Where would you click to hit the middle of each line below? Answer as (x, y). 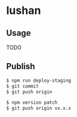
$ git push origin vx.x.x (38, 109)
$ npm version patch (32, 103)
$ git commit (23, 86)
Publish (21, 66)
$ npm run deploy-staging (38, 80)
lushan (23, 11)
